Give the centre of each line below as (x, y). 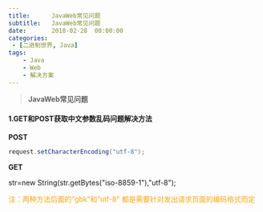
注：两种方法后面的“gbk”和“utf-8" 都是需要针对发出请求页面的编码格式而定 (132, 199)
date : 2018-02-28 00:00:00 (66, 30)
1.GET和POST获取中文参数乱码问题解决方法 (80, 119)
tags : (17, 53)
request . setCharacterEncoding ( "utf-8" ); (77, 152)
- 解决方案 (38, 75)
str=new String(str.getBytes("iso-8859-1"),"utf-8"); (92, 182)
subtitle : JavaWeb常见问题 (55, 23)
